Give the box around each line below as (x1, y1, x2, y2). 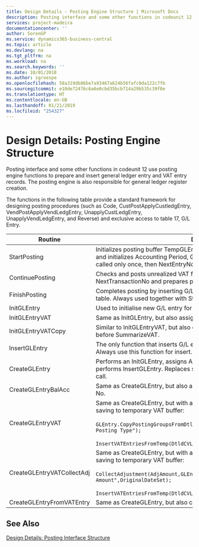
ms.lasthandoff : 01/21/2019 (6, 102, 76, 109)
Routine (38, 236, 61, 244)
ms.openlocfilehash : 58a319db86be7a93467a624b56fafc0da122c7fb (6, 81, 166, 87)
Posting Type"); (95, 427, 142, 434)
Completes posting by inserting (95, 287, 183, 295)
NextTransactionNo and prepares (95, 277, 188, 285)
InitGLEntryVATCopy (9, 327, 66, 335)
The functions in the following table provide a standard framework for (6, 196, 176, 203)
